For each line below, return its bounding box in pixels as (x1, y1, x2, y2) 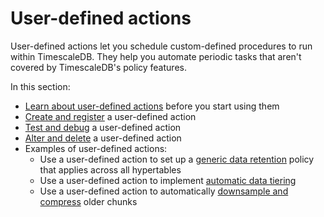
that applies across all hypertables (39, 163, 182, 176)
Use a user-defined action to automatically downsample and (39, 185, 289, 197)
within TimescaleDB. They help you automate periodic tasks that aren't (10, 50, 302, 62)
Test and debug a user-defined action (24, 121, 182, 133)
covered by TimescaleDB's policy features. (10, 61, 187, 73)
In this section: (10, 80, 71, 92)
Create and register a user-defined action (24, 110, 197, 122)
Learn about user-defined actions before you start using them (24, 100, 280, 112)
